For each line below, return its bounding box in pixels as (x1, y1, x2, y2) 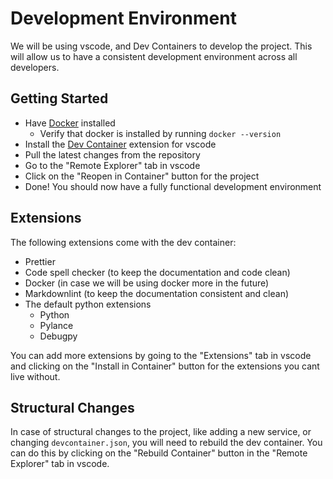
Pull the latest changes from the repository (24, 148, 201, 161)
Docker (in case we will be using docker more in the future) (24, 277, 270, 289)
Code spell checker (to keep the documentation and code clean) (24, 266, 291, 278)
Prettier (24, 255, 56, 267)
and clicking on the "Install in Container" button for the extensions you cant (10, 360, 320, 372)
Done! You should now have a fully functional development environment (24, 180, 322, 192)
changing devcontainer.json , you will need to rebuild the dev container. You (10, 437, 323, 449)
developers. (10, 61, 60, 73)
